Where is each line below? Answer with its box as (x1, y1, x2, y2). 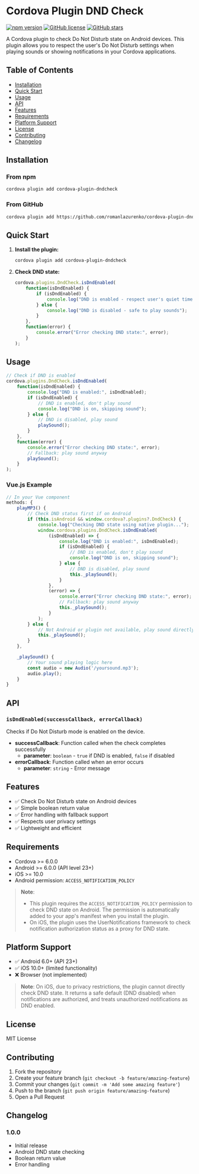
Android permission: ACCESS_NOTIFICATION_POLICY (14, 876, 135, 883)
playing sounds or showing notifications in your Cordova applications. (6, 48, 176, 55)
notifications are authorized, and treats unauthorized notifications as (20, 996, 188, 1003)
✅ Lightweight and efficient (14, 824, 82, 831)
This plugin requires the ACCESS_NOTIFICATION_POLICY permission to (29, 900, 192, 907)
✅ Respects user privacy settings (14, 818, 97, 825)
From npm (6, 173, 36, 181)
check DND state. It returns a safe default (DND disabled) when (20, 989, 176, 996)
